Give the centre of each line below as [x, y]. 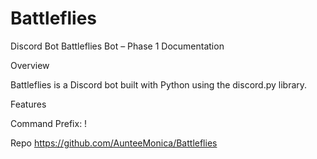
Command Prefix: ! [49, 123]
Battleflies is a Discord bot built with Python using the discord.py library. [159, 84]
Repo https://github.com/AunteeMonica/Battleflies [114, 143]
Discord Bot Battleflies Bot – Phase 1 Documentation [117, 46]
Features [28, 104]
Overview [30, 65]
